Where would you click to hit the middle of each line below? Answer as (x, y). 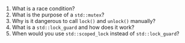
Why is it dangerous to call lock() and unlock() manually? (84, 21)
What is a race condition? (43, 9)
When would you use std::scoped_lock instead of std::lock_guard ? (96, 34)
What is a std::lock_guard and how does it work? (73, 27)
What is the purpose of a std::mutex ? (58, 15)
